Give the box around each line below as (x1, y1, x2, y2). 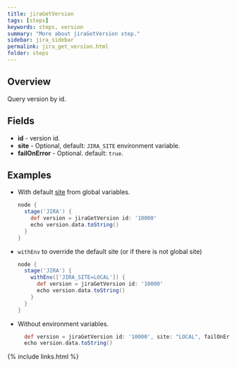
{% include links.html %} (7, 352, 79, 361)
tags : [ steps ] (7, 17, 49, 24)
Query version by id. (7, 95, 66, 103)
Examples (7, 169, 51, 181)
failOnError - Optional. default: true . (17, 149, 123, 157)
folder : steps (7, 50, 49, 57)
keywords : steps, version (7, 23, 83, 30)
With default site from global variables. (17, 188, 130, 196)
